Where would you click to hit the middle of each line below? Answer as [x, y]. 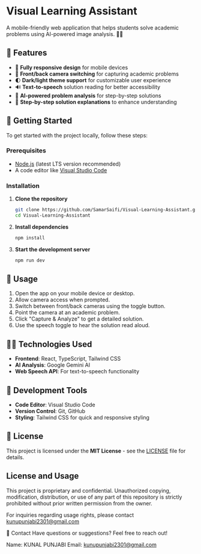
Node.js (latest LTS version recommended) [68, 164]
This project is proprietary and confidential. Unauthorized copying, [88, 490]
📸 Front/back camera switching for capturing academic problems [97, 74]
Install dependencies [42, 227]
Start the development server [52, 249]
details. [15, 457]
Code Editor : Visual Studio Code [55, 405]
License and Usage [43, 476]
